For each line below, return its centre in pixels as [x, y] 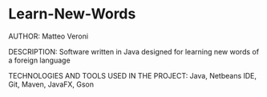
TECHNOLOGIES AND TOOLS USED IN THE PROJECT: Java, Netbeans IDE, [133, 75]
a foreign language [39, 60]
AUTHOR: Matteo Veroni [49, 36]
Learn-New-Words [72, 14]
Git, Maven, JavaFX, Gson [51, 84]
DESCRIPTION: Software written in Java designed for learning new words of [133, 51]
